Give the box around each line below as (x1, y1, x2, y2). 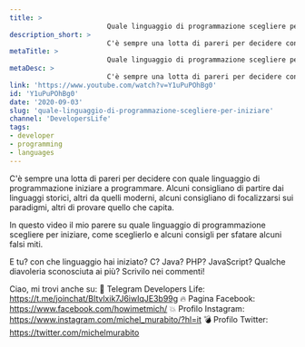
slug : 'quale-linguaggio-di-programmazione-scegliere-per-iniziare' (9, 106, 274, 115)
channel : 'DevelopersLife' (9, 114, 112, 123)
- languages (9, 148, 54, 157)
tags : (9, 123, 30, 132)
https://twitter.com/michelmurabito (9, 327, 140, 338)
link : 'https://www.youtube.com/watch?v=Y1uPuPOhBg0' (9, 81, 218, 90)
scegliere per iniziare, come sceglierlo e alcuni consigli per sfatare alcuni (9, 228, 282, 240)
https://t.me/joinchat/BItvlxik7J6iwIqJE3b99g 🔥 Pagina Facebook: (9, 293, 256, 304)
